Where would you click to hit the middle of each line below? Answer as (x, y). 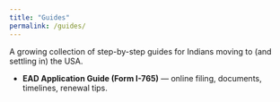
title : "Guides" (39, 17)
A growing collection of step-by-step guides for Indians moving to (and (140, 51)
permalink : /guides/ (48, 26)
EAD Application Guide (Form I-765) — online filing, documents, (142, 78)
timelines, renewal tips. (65, 88)
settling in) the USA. (46, 61)
